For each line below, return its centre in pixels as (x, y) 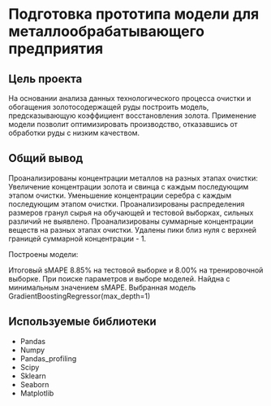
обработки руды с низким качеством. (74, 133)
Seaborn (34, 384)
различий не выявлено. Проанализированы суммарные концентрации (131, 221)
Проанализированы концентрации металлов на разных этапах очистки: (133, 178)
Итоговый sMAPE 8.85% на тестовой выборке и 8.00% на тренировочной (136, 270)
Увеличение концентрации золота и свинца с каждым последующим (129, 186)
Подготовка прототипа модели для (134, 14)
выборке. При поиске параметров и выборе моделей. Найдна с (119, 278)
